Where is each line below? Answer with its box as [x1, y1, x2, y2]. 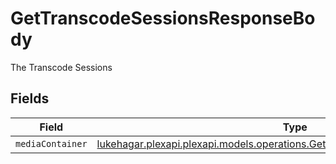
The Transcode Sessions [10, 61, 113, 73]
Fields [10, 90, 50, 107]
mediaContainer [15, 138, 88, 149]
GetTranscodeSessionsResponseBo [10, 7, 316, 30]
